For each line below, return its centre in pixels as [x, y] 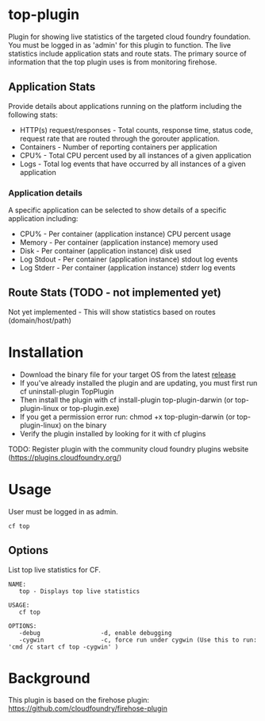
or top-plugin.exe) [90, 408]
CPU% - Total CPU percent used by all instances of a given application [135, 155]
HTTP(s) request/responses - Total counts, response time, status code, [136, 130]
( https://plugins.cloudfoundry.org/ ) [65, 457]
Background [49, 678]
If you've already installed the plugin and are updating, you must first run [138, 382]
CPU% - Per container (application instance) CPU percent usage [125, 234]
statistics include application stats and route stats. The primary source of [128, 53]
